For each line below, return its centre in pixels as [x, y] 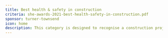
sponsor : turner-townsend [32, 19]
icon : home [16, 23]
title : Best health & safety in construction [53, 10]
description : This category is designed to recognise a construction [79, 28]
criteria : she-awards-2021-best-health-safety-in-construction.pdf [77, 14]
